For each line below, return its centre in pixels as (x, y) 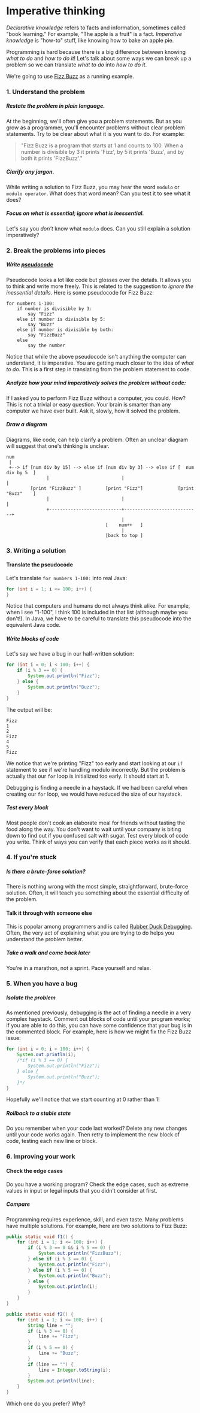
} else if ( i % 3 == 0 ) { (60, 1259)
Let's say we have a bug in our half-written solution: (70, 654)
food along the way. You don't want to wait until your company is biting (94, 829)
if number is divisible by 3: (55, 309)
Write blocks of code (33, 639)
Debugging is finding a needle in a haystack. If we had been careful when (97, 787)
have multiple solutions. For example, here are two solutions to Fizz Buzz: (97, 1226)
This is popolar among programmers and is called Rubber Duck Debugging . (99, 926)
